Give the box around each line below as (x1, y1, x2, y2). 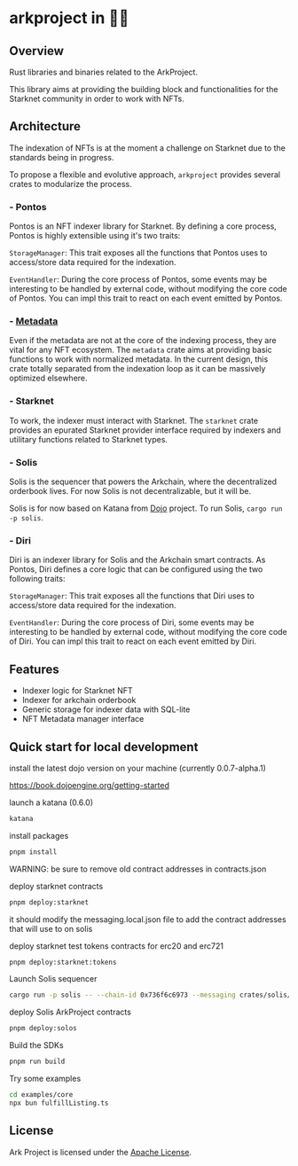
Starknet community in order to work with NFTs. (9, 93, 184, 104)
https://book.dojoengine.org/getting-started (9, 779, 170, 790)
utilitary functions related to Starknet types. (9, 434, 169, 444)
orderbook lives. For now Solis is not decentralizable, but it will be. (9, 486, 252, 496)
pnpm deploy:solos (9, 1024, 77, 1033)
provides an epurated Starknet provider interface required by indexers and (9, 425, 281, 435)
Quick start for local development (9, 740, 199, 755)
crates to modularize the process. (9, 178, 132, 189)
